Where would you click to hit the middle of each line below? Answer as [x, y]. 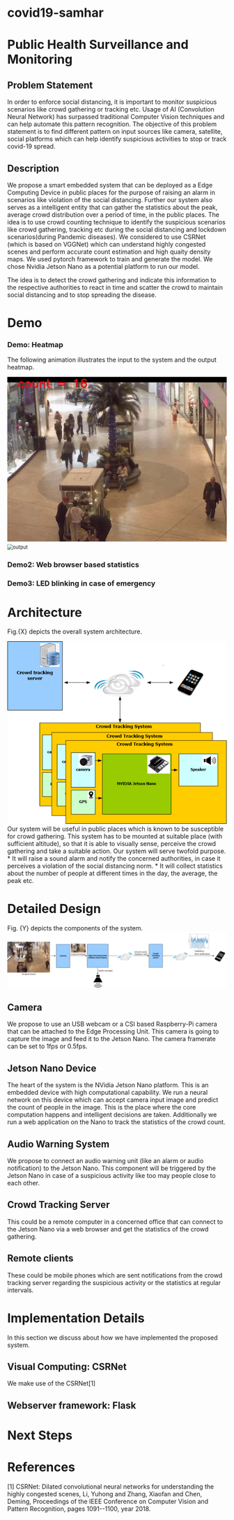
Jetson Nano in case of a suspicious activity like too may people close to [111, 1176]
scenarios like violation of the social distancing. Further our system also [110, 200]
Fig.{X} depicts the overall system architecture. [75, 631]
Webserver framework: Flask [72, 1405]
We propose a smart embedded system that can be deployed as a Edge [110, 185]
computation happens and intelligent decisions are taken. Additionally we [112, 1115]
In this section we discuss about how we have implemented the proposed [112, 1337]
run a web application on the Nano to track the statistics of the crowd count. [116, 1122]
